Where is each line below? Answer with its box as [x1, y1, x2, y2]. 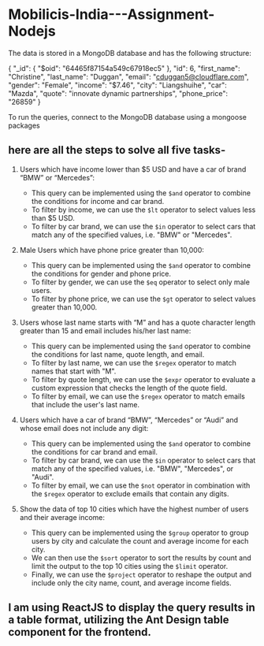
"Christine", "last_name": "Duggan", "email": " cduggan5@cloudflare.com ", [8, 72, 250, 81]
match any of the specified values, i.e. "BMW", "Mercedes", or [31, 463, 234, 473]
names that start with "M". [31, 366, 117, 376]
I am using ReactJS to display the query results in [8, 601, 255, 614]
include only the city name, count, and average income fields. [31, 577, 232, 588]
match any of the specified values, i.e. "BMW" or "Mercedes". [31, 230, 232, 239]
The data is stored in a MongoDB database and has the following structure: [8, 48, 252, 58]
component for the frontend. [8, 626, 152, 639]
